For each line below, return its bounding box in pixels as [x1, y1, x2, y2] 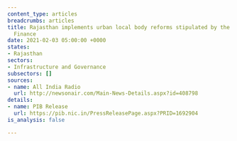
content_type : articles [7, 10, 78, 18]
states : [7, 43, 31, 51]
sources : [7, 76, 33, 84]
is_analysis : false [7, 116, 65, 123]
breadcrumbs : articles [7, 17, 75, 24]
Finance [13, 30, 37, 38]
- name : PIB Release [7, 103, 69, 110]
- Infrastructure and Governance [7, 63, 106, 70]
